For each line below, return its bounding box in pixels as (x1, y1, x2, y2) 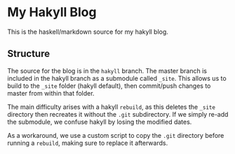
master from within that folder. (7, 89, 95, 97)
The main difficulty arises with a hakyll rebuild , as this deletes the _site (7, 103, 216, 111)
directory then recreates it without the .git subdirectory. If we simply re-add (7, 110, 229, 118)
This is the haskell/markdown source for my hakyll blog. (7, 27, 168, 36)
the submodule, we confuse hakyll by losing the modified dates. (7, 117, 192, 126)
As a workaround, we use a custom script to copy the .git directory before (7, 131, 224, 139)
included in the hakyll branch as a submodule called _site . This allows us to (7, 74, 227, 82)
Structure (7, 48, 51, 60)
